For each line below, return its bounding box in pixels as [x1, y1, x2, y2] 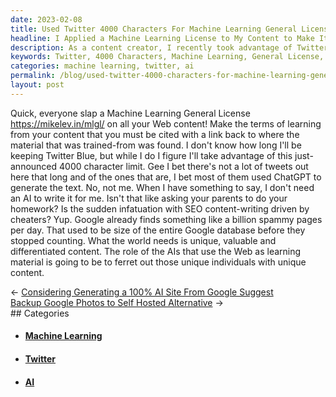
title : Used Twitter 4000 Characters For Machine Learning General [10, 24, 298, 34]
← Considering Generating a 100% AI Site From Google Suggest [10, 286, 274, 298]
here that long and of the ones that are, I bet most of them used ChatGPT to [10, 171, 322, 183]
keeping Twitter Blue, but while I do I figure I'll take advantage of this [10, 149, 293, 161]
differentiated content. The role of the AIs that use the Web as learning [10, 245, 302, 257]
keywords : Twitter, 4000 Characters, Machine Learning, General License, [10, 52, 325, 62]
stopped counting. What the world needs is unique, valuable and [10, 234, 277, 246]
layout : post [10, 80, 65, 90]
